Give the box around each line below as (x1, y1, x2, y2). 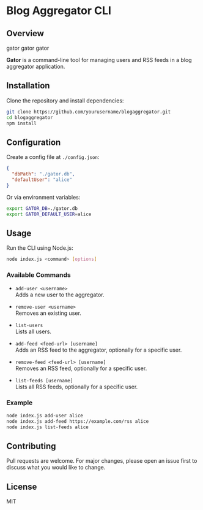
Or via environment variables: (6, 193, 81, 201)
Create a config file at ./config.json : (6, 153, 100, 161)
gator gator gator (6, 44, 50, 52)
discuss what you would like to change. (6, 464, 106, 471)
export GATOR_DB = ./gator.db (6, 205, 78, 212)
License (6, 481, 37, 492)
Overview (6, 28, 45, 39)
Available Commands (6, 271, 72, 279)
